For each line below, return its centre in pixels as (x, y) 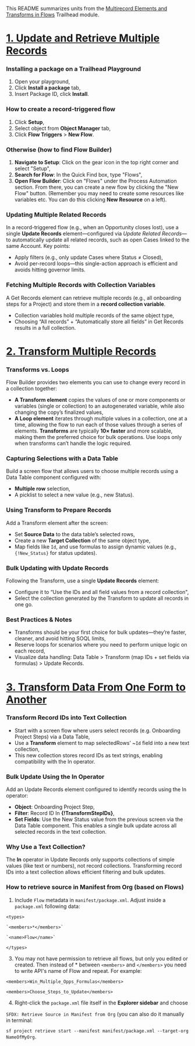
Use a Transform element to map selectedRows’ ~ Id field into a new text (102, 743)
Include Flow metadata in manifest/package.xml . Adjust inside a (90, 900)
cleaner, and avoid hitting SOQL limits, (60, 638)
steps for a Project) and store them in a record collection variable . (86, 304)
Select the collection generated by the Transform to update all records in (102, 598)
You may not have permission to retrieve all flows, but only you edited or (101, 958)
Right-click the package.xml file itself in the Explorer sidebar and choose (101, 1003)
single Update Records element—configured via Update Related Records (94, 234)
